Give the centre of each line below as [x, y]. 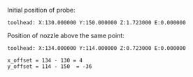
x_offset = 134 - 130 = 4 [45, 60]
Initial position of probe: [41, 10]
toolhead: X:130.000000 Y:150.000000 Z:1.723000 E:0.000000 [97, 23]
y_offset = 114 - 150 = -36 [50, 67]
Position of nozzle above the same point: [66, 35]
